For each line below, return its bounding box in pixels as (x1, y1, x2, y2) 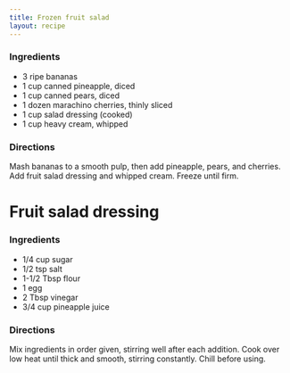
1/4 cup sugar (21, 253, 73, 264)
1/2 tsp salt (21, 263, 62, 274)
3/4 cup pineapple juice (21, 301, 110, 312)
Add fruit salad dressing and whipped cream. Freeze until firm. (9, 170, 239, 181)
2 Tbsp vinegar (21, 292, 79, 303)
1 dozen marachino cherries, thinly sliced (21, 99, 173, 110)
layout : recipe (9, 21, 66, 30)
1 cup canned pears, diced (21, 90, 120, 101)
